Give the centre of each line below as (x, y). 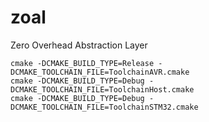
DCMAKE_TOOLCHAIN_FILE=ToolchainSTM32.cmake (104, 107)
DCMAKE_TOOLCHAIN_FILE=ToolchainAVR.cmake (100, 72)
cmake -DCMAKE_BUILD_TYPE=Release (82, 63)
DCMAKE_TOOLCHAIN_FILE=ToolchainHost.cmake (102, 89)
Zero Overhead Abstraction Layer (79, 45)
